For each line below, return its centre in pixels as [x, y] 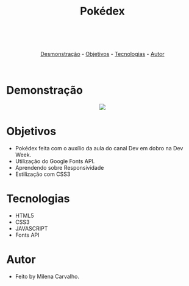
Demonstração [45, 90]
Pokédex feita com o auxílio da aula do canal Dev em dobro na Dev [99, 148]
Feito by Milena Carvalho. [47, 276]
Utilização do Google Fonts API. [55, 161]
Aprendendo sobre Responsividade [59, 168]
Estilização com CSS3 [43, 174]
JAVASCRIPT [31, 228]
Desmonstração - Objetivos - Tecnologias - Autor [102, 54]
